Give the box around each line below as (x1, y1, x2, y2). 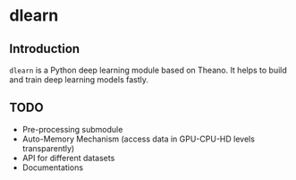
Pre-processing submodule (21, 124, 123, 134)
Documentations (21, 162, 83, 173)
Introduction (9, 41, 80, 56)
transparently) (21, 142, 75, 153)
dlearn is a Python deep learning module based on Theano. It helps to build (9, 64, 288, 75)
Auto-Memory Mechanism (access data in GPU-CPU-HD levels (21, 133, 255, 144)
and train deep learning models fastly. (9, 74, 149, 85)
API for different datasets (21, 152, 115, 163)
